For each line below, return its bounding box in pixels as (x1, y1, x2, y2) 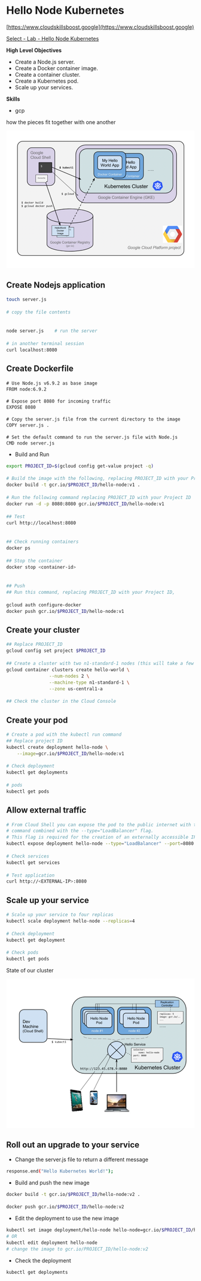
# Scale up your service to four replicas (6, 912, 114, 918)
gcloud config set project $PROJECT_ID (6, 648, 106, 654)
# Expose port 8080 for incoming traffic (6, 398, 111, 404)
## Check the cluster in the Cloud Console (6, 699, 117, 705)
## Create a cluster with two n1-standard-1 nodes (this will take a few (6, 660, 194, 667)
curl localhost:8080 (6, 347, 58, 353)
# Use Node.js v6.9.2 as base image (6, 380, 98, 386)
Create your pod (6, 715, 68, 725)
